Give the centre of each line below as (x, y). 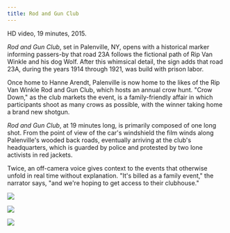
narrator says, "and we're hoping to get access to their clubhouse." (103, 183)
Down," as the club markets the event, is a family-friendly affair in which (110, 97)
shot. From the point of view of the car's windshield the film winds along (110, 132)
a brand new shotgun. (39, 112)
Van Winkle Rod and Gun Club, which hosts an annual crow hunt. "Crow (110, 89)
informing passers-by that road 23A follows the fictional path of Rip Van (110, 54)
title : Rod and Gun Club (43, 14)
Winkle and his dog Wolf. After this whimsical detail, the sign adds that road (115, 61)
